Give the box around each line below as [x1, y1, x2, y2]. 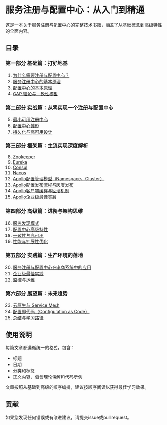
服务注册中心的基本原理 [12, 78, 61, 84]
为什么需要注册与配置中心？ [12, 72, 70, 78]
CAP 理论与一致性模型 [12, 91, 58, 96]
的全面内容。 [5, 28, 32, 34]
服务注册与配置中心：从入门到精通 [5, 4, 145, 16]
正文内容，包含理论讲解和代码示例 [12, 374, 83, 379]
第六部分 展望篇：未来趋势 [5, 290, 68, 297]
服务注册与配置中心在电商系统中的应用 [12, 264, 91, 270]
